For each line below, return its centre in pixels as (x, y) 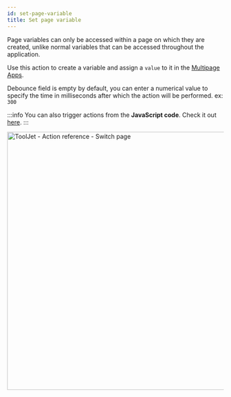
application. (24, 54)
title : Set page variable (44, 20)
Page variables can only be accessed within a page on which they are (106, 39)
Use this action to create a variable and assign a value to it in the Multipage (113, 67)
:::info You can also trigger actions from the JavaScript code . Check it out (112, 115)
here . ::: (18, 122)
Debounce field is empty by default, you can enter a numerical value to (108, 88)
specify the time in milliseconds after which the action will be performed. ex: (115, 95)
